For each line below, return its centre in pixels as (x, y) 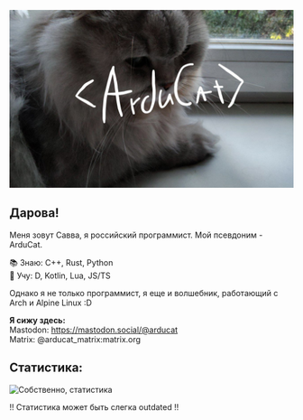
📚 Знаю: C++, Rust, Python (61, 262)
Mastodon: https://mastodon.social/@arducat (94, 330)
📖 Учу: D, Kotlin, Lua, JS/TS (60, 275)
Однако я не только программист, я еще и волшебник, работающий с (144, 293)
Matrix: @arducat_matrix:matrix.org (75, 339)
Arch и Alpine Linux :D (51, 303)
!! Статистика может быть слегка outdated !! (94, 406)
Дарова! (34, 213)
